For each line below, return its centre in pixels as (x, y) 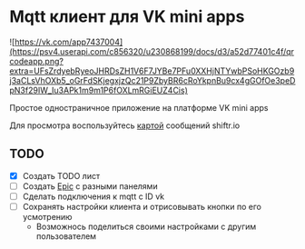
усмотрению (47, 217)
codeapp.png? (36, 61)
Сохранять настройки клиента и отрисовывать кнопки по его (142, 206)
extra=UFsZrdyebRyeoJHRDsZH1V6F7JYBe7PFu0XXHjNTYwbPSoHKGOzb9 (152, 71)
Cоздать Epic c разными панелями (90, 186)
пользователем (66, 236)
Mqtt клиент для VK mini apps (127, 17)
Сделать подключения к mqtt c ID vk (93, 196)
